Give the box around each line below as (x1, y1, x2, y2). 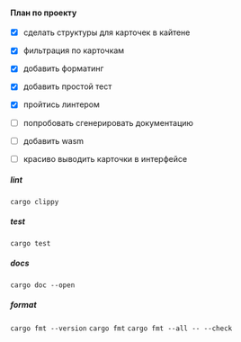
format (10, 300, 37, 310)
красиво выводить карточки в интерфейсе (22, 153, 188, 164)
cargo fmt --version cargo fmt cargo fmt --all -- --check (10, 324, 233, 333)
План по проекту (10, 7, 77, 18)
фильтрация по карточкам (22, 45, 125, 56)
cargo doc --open (10, 280, 76, 290)
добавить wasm (22, 135, 85, 146)
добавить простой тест (22, 81, 112, 92)
